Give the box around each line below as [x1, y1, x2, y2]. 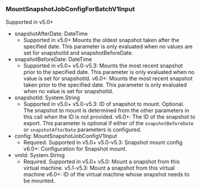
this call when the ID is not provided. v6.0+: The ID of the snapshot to [23, 113, 196, 120]
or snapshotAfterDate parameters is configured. [23, 126, 142, 134]
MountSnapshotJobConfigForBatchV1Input [5, 5, 135, 13]
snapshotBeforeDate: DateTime [14, 56, 93, 63]
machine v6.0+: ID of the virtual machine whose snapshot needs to [23, 171, 190, 178]
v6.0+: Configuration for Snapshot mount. [23, 145, 127, 152]
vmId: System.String [14, 152, 65, 159]
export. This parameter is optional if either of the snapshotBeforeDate [23, 120, 194, 127]
